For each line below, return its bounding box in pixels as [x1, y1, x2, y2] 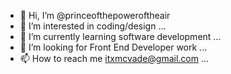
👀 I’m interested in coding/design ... [19, 20, 167, 32]
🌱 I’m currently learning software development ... [19, 31, 222, 42]
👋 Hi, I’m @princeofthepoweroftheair [19, 10, 171, 21]
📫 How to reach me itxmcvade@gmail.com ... [19, 53, 210, 64]
